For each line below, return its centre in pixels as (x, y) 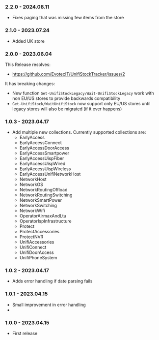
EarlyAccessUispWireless (45, 169)
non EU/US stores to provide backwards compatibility (66, 98)
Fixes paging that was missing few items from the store (68, 18)
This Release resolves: (28, 64)
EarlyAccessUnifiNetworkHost (50, 174)
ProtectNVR (31, 237)
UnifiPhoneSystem (38, 258)
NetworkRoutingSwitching (46, 195)
